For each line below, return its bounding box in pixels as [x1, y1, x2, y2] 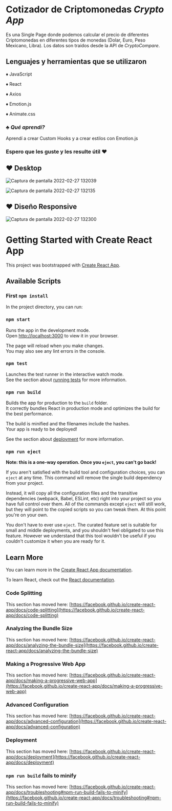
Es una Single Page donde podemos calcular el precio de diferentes [6, 31, 149, 37]
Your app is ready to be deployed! [6, 426, 77, 432]
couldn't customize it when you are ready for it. [6, 538, 105, 544]
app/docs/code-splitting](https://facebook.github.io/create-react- [6, 607, 145, 613]
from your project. [6, 480, 44, 486]
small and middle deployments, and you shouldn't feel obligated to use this [6, 527, 164, 534]
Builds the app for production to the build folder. [6, 400, 109, 406]
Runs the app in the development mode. [6, 327, 90, 333]
